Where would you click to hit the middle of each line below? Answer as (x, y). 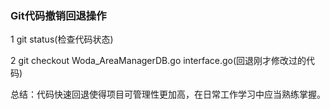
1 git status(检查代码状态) (62, 39)
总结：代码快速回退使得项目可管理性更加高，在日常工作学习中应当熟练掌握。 (168, 94)
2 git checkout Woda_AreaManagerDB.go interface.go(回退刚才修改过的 (158, 61)
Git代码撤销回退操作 (58, 15)
